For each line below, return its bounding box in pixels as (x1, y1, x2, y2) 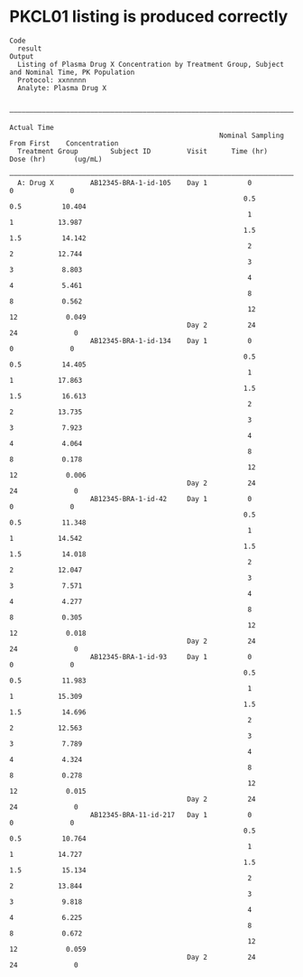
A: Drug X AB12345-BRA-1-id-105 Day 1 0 (17, 178, 252, 187)
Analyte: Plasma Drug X (17, 83, 106, 92)
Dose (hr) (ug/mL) (9, 154, 103, 163)
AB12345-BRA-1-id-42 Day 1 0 (89, 494, 252, 503)
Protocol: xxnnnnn (17, 75, 87, 85)
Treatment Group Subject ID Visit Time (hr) (17, 146, 269, 155)
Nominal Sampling (219, 131, 284, 140)
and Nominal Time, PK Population (9, 68, 135, 77)
